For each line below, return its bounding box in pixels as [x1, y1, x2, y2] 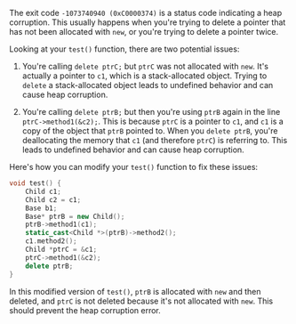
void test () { [9, 179, 62, 188]
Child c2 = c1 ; [25, 195, 82, 204]
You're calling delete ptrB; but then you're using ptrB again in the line [21, 107, 281, 117]
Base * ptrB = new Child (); [25, 212, 125, 221]
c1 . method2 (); [25, 237, 77, 246]
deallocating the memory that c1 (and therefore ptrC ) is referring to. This [21, 135, 288, 145]
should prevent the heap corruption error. [9, 304, 162, 315]
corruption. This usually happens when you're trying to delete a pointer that [9, 17, 286, 28]
